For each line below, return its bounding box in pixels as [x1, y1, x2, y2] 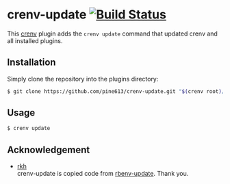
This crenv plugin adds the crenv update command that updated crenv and [7, 29, 218, 38]
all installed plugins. [7, 36, 63, 44]
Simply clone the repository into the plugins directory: [7, 75, 159, 83]
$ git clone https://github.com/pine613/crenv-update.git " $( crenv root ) [7, 88, 222, 95]
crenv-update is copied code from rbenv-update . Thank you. [16, 170, 189, 178]
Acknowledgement [7, 144, 90, 155]
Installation [7, 57, 56, 68]
